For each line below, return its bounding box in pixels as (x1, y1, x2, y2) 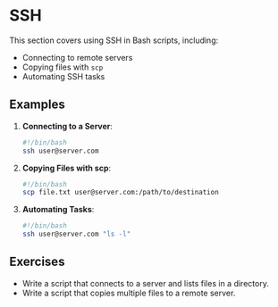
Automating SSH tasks (21, 71, 105, 81)
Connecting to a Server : (21, 120, 114, 131)
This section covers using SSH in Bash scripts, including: (9, 35, 219, 46)
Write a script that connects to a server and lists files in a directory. (21, 278, 270, 288)
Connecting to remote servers (21, 52, 133, 62)
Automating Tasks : (21, 204, 95, 215)
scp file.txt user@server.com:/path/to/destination (21, 188, 219, 197)
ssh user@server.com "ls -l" (21, 229, 131, 239)
